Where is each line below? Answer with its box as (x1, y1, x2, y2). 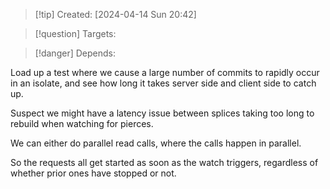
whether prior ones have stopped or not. (10, 167, 177, 179)
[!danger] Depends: (34, 47, 116, 59)
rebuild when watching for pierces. (10, 118, 154, 129)
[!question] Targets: (34, 28, 117, 39)
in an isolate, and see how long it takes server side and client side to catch (10, 77, 317, 89)
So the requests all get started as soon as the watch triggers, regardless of (10, 157, 319, 168)
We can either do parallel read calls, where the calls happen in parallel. (10, 137, 302, 149)
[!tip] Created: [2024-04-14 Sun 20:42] (34, 9, 197, 20)
